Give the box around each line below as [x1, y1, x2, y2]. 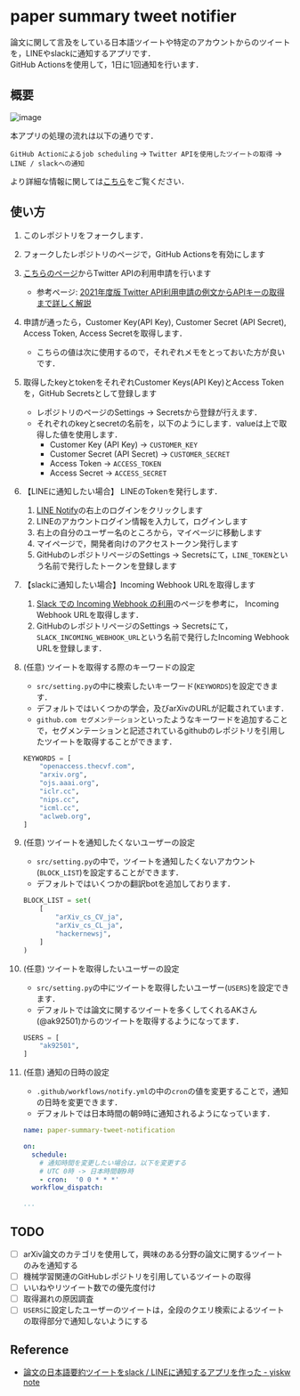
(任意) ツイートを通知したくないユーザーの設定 [22, 837, 195, 848]
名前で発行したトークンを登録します [44, 560, 177, 571]
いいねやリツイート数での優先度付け [22, 1282, 157, 1293]
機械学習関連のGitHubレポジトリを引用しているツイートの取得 [22, 1271, 252, 1282]
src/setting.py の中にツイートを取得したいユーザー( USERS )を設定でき [36, 982, 290, 993]
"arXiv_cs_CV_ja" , [55, 913, 124, 922]
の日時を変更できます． [36, 1097, 123, 1108]
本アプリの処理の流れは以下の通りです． [10, 130, 158, 141]
